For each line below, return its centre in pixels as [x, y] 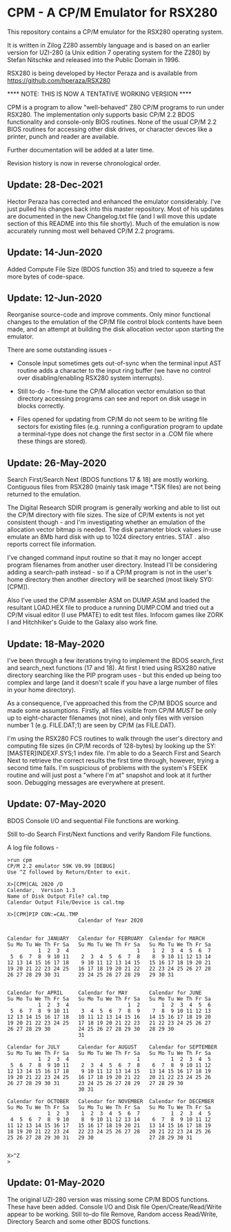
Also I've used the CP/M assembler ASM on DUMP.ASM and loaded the [109, 600]
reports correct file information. [52, 544]
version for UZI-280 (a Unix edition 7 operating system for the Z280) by [109, 52]
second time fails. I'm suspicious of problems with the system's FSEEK [108, 768]
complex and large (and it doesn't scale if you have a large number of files [113, 683]
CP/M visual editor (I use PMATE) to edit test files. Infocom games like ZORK [115, 615]
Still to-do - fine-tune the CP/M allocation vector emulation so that [111, 392]
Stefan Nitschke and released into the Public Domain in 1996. [94, 59]
